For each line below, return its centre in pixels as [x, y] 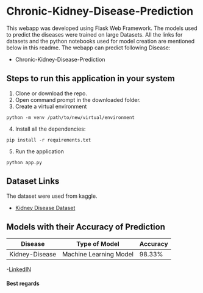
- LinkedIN [19, 269]
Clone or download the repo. [51, 93]
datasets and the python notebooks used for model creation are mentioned [101, 41]
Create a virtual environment [51, 106]
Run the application [39, 151]
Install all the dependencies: [50, 129]
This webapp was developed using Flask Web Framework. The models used [102, 28]
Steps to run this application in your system [91, 78]
